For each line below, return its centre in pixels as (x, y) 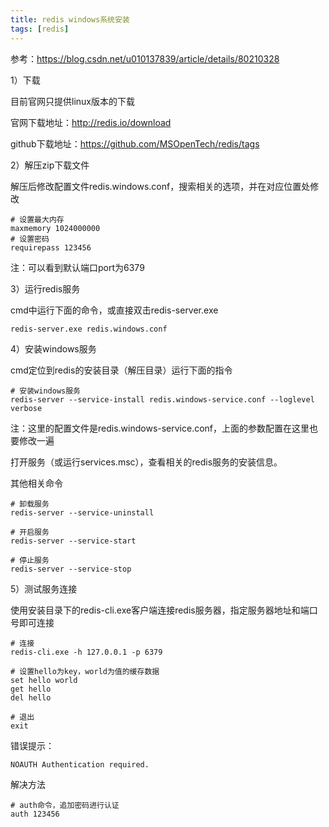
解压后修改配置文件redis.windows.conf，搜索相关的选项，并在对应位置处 (160, 186)
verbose (26, 408)
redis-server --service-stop (71, 569)
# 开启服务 (30, 532)
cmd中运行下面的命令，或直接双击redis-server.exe (114, 310)
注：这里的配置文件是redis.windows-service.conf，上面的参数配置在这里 (160, 428)
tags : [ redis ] (40, 29)
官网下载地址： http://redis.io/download (91, 122)
